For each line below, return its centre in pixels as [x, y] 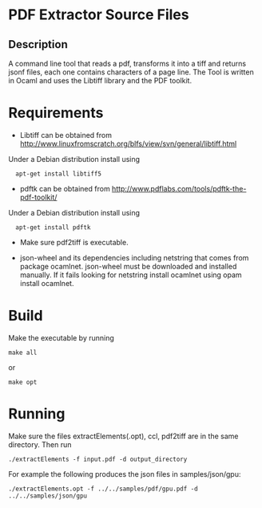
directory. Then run [40, 444]
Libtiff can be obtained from [65, 135]
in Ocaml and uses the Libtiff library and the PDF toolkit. [100, 81]
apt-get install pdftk [53, 227]
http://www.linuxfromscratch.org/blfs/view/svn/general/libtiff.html [128, 143]
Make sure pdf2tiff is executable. [74, 242]
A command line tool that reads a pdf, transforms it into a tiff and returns [127, 63]
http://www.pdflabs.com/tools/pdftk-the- [179, 188]
